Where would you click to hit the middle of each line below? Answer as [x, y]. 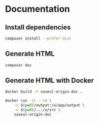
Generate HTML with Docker [49, 80]
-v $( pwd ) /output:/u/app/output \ [49, 105]
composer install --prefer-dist [38, 38]
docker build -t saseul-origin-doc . [44, 92]
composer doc [18, 65]
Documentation [38, 9]
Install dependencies [38, 27]
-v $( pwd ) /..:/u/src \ [37, 110]
